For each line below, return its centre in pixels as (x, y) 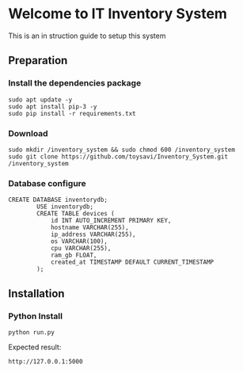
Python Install (36, 316)
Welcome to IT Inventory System (118, 14)
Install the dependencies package (75, 83)
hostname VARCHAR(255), (89, 228)
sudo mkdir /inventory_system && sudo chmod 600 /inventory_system (122, 150)
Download (28, 133)
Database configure (47, 183)
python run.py (32, 332)
